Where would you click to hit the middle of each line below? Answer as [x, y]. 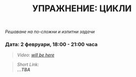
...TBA [24, 70]
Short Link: [28, 65]
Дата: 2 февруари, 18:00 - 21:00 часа [51, 44]
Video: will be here [36, 55]
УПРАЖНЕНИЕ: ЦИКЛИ [82, 9]
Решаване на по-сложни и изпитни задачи [50, 31]
